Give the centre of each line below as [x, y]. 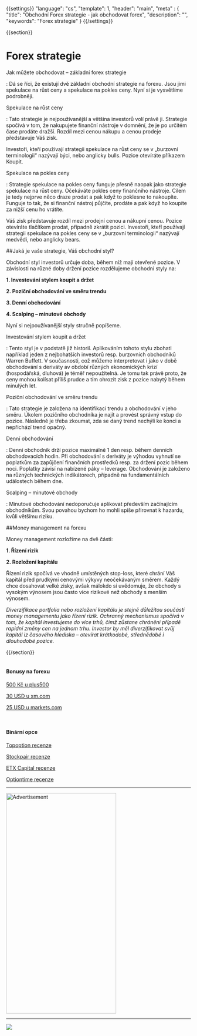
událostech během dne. [35, 481]
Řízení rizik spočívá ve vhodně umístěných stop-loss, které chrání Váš [91, 573]
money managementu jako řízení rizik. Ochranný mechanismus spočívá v [95, 616]
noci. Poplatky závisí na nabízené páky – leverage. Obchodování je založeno [98, 468]
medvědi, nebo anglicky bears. [43, 239]
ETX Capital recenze [31, 768]
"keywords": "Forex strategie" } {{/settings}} [60, 21]
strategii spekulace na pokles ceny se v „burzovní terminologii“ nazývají [93, 233]
